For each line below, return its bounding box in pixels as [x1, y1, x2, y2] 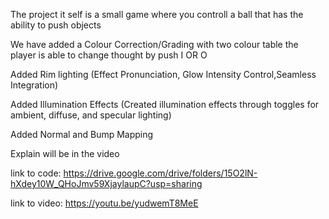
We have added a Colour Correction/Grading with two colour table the [10, 39, 299, 50]
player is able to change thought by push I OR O [10, 49, 208, 61]
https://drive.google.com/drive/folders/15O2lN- [63, 167, 258, 179]
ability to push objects [10, 19, 102, 31]
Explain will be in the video [10, 148, 120, 159]
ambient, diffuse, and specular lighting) [10, 109, 172, 121]
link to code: [10, 167, 62, 179]
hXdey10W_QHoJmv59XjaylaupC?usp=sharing [10, 178, 203, 189]
